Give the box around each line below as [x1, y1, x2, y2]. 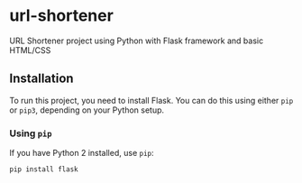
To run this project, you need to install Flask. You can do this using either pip [9, 95, 294, 105]
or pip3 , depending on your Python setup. [9, 105, 165, 115]
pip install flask [9, 165, 78, 174]
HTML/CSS [9, 44, 51, 55]
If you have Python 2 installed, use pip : [9, 148, 155, 159]
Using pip [9, 127, 52, 140]
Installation [9, 71, 74, 87]
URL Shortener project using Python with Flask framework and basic [9, 35, 264, 46]
